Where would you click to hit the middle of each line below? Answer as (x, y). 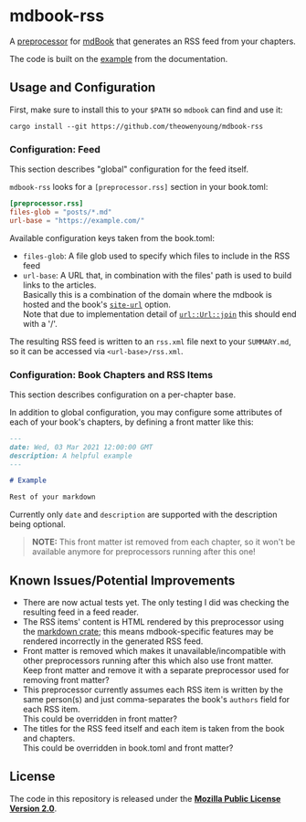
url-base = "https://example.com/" (77, 220)
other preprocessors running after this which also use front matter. (148, 661)
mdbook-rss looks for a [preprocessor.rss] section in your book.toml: (139, 187)
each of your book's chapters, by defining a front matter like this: (132, 422)
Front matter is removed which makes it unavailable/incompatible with (154, 651)
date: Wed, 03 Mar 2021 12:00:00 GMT (81, 447)
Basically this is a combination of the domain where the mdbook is (147, 294)
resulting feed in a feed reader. (80, 612)
